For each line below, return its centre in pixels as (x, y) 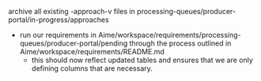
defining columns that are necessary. (92, 68)
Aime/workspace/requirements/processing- (170, 35)
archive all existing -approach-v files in (72, 11)
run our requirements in (58, 35)
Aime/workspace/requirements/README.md (92, 52)
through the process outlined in (180, 43)
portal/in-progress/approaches (59, 20)
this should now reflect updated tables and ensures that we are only (142, 60)
